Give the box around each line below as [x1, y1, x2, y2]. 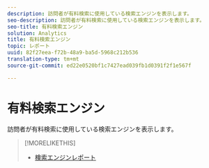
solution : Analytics [7, 29, 68, 37]
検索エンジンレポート [34, 153, 96, 161]
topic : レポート [7, 43, 50, 49]
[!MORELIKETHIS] [24, 139, 76, 147]
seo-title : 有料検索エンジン [7, 23, 84, 30]
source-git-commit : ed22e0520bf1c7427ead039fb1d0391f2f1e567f [7, 62, 192, 69]
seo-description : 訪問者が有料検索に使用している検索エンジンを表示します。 [7, 17, 206, 24]
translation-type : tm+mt [7, 56, 79, 63]
